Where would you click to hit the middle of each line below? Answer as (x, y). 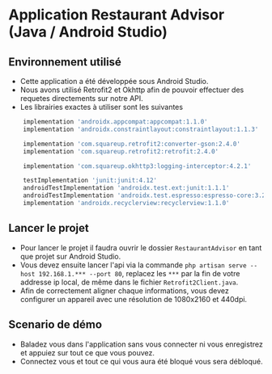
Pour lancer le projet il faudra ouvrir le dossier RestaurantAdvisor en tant (141, 247)
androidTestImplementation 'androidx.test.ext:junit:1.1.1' (126, 188)
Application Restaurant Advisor (117, 15)
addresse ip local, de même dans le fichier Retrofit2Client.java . (129, 282)
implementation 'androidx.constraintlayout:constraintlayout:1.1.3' (141, 129)
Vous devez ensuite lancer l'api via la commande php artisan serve (133, 265)
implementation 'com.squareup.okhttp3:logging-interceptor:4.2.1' (137, 166)
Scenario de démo (55, 325)
